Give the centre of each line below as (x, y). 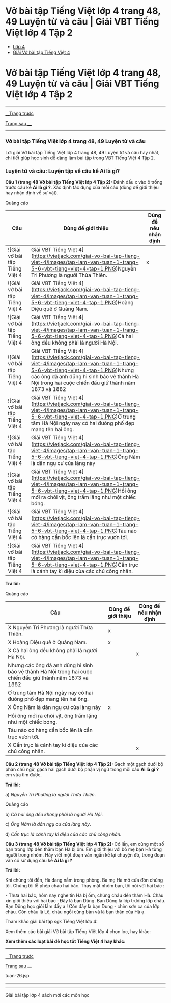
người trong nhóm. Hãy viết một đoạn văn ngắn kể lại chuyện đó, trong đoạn (85, 855)
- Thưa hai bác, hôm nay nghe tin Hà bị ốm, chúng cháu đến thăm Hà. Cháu (84, 895)
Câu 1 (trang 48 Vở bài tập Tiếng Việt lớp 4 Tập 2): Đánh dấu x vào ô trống (84, 182)
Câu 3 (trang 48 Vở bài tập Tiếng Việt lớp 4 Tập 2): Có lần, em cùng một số (85, 844)
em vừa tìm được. (24, 775)
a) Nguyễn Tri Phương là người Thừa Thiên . (51, 795)
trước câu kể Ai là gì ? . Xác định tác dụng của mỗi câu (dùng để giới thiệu (82, 188)
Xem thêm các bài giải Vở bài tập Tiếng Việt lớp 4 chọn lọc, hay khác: (78, 932)
